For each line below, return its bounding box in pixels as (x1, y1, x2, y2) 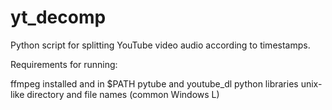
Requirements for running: (10, 58, 118, 70)
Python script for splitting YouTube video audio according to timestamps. (10, 39, 311, 51)
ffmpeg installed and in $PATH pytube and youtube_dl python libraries (10, 77, 299, 90)
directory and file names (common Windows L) (26, 88, 220, 100)
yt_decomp (10, 6, 107, 29)
